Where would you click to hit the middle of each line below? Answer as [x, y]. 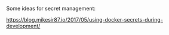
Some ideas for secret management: [51, 8]
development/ [23, 26]
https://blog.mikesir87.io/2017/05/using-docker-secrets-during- [84, 20]
